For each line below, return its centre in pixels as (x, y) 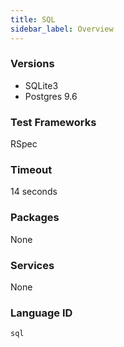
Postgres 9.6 (51, 96)
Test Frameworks (53, 122)
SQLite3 (41, 85)
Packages (35, 218)
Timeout (31, 170)
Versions (32, 64)
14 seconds (34, 192)
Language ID (41, 313)
